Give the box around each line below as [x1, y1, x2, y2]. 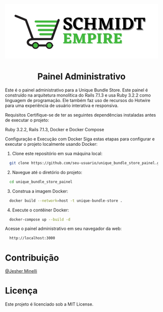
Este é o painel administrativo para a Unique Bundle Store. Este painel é [5, 87, 148, 93]
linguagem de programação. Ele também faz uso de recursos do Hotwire [5, 97, 150, 103]
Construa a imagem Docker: [12, 188, 68, 194]
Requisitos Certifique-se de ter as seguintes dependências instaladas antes [5, 112, 156, 118]
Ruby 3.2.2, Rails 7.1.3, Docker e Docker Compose [5, 126, 104, 132]
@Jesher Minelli [5, 268, 37, 274]
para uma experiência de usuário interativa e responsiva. [5, 103, 119, 108]
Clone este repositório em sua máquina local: [12, 150, 103, 156]
